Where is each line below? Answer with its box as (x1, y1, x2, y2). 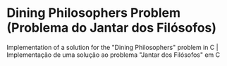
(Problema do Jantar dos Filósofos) (6, 20, 216, 36)
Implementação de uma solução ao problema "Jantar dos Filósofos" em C (6, 51, 221, 59)
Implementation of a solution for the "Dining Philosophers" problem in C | (6, 43, 219, 51)
